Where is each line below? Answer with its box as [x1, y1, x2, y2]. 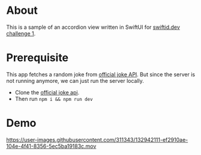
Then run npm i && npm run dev [14, 95, 93, 102]
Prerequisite [6, 51, 69, 65]
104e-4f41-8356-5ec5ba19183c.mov [6, 142, 97, 150]
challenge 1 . [6, 29, 36, 37]
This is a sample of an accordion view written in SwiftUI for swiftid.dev [6, 23, 180, 31]
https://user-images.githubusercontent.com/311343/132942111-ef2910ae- [6, 136, 188, 143]
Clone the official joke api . [14, 88, 80, 96]
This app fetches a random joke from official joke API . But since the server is [6, 70, 196, 78]
